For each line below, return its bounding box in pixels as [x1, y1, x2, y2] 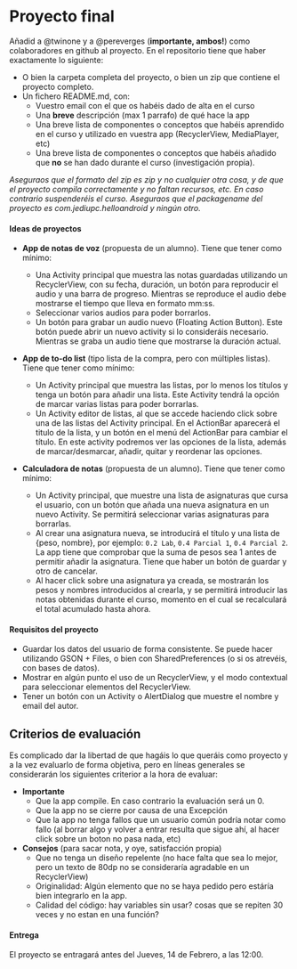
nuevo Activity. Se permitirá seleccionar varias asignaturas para [35, 509, 269, 520]
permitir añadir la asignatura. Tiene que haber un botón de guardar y [35, 557, 287, 567]
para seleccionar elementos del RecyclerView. [21, 681, 191, 692]
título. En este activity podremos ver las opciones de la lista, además [35, 436, 287, 447]
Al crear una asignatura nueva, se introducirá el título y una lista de [35, 528, 280, 539]
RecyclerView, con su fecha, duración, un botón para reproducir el [35, 279, 278, 290]
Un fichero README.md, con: [21, 91, 131, 102]
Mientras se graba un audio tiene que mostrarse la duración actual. [35, 336, 282, 346]
